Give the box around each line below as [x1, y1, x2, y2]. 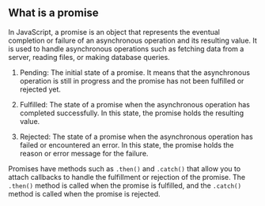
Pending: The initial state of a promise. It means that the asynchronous [19, 67, 251, 77]
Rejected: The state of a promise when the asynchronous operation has [19, 132, 253, 141]
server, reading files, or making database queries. [8, 52, 170, 62]
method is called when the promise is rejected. [8, 189, 161, 198]
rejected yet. [19, 84, 62, 94]
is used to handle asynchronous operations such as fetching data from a [8, 43, 244, 54]
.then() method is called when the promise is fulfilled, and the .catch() [8, 181, 242, 190]
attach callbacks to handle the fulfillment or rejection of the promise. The [8, 172, 246, 182]
